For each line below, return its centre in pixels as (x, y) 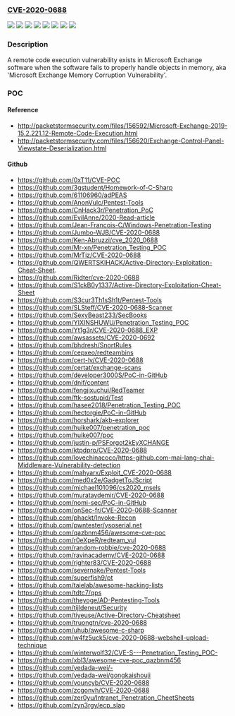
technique (32, 645)
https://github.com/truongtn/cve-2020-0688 (82, 622)
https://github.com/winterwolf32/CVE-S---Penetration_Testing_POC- (118, 652)
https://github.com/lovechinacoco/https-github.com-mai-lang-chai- (116, 458)
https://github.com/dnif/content (63, 382)
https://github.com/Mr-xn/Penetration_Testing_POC (92, 247)
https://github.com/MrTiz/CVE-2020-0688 (79, 255)
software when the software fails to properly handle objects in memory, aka (117, 67)
